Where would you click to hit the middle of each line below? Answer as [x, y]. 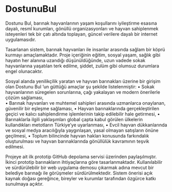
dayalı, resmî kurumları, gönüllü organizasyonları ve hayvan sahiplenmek [82, 28]
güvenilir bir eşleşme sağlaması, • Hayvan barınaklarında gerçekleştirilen [82, 108]
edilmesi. [15, 146]
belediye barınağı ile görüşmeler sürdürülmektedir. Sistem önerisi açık [79, 173]
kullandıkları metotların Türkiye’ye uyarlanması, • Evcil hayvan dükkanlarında [86, 125]
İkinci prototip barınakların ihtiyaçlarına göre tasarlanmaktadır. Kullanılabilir [84, 162]
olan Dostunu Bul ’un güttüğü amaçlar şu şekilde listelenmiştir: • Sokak [80, 87]
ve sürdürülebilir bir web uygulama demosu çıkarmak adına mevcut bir [80, 167]
